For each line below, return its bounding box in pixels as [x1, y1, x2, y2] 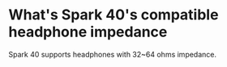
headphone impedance [8, 23, 168, 41]
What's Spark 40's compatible [8, 6, 219, 24]
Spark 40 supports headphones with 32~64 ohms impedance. [8, 49, 217, 59]
